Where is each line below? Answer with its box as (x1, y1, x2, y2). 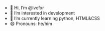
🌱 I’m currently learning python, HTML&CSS (9, 15, 100, 21)
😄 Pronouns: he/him (9, 20, 52, 26)
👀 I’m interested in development (9, 10, 75, 16)
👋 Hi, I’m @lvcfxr (9, 5, 44, 10)
